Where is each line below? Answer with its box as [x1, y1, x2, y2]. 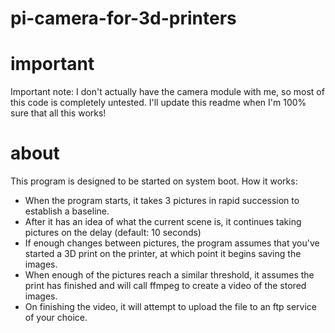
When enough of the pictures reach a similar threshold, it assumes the [24, 269, 315, 281]
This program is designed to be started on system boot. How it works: [10, 175, 298, 187]
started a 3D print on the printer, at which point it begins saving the [24, 248, 302, 260]
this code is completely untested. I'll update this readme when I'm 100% [10, 97, 307, 109]
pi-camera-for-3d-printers [10, 7, 237, 30]
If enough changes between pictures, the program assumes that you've [24, 237, 320, 249]
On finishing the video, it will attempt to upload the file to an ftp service [24, 301, 318, 313]
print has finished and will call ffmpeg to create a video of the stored [24, 280, 307, 292]
